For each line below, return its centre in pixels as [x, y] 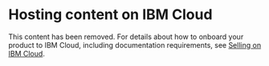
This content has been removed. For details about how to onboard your [126, 37]
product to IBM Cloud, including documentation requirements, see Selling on [135, 45]
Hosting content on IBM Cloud [110, 15]
